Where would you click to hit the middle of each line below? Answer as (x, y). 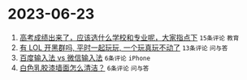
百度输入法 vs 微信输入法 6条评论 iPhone (85, 57)
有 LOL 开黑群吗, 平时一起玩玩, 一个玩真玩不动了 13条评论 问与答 (123, 47)
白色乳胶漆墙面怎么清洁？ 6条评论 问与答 (84, 67)
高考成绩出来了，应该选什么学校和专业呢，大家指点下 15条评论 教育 (129, 37)
